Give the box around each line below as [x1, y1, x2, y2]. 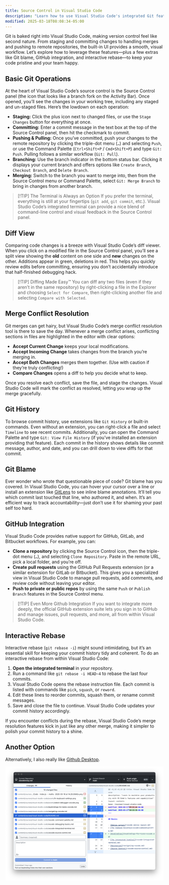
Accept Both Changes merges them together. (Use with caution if [12, 359, 149, 365]
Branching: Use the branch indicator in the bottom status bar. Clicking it [12, 157, 162, 163]
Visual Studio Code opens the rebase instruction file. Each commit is [12, 681, 155, 687]
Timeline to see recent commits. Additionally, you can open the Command [5, 429, 159, 435]
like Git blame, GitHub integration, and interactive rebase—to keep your [5, 54, 153, 60]
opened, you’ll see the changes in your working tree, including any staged [5, 99, 159, 105]
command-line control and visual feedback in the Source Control [17, 209, 152, 215]
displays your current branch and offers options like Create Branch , [12, 162, 152, 168]
